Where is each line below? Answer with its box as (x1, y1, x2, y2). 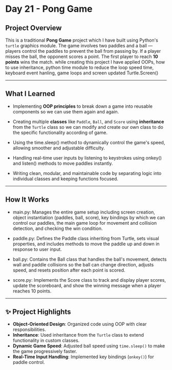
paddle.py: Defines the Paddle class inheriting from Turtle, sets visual (12, 235, 160, 241)
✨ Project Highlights (5, 307, 71, 316)
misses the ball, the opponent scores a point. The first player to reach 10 (5, 53, 159, 60)
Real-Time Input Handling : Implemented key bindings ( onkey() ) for (12, 354, 155, 360)
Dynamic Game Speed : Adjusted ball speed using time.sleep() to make (12, 343, 165, 349)
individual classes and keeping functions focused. (12, 176, 119, 182)
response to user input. (12, 246, 62, 252)
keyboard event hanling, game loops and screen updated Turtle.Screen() (5, 70, 159, 76)
